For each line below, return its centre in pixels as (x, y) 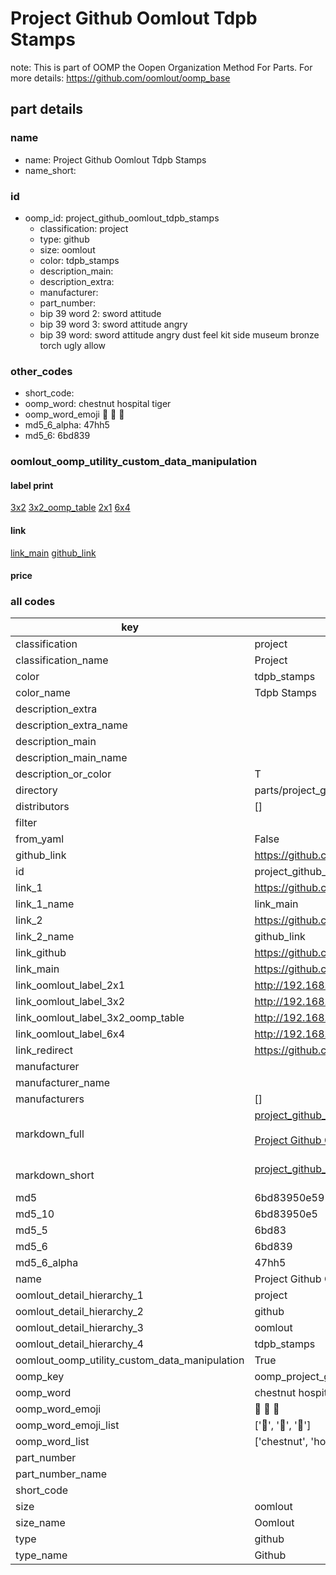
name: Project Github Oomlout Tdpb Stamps (115, 159)
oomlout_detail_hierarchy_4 (79, 1344)
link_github (41, 953)
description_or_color (63, 774)
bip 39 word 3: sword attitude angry (113, 324)
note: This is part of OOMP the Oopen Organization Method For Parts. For (161, 67)
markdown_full (50, 1134)
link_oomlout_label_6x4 (70, 1034)
